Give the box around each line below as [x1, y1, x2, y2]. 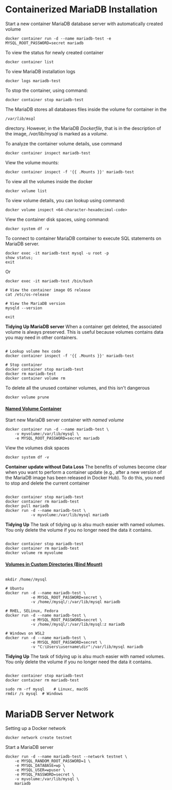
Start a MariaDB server [5, 744, 54, 750]
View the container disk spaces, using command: [5, 216, 109, 222]
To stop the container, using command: [5, 87, 88, 93]
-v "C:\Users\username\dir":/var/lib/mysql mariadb [30, 644, 144, 650]
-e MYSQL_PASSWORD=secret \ [14, 772, 74, 777]
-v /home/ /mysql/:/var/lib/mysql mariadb [30, 600, 121, 605]
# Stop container [5, 362, 43, 368]
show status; [5, 255, 33, 260]
